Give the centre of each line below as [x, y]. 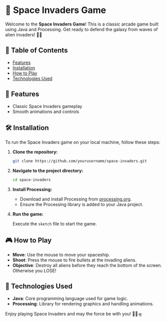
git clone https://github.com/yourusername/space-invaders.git [80, 161]
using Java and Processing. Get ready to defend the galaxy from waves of [81, 29]
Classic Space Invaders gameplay [47, 106]
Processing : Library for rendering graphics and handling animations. [83, 303]
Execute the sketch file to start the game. [54, 224]
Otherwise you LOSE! [34, 270]
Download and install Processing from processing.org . [76, 199]
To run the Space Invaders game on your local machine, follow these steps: [83, 142]
